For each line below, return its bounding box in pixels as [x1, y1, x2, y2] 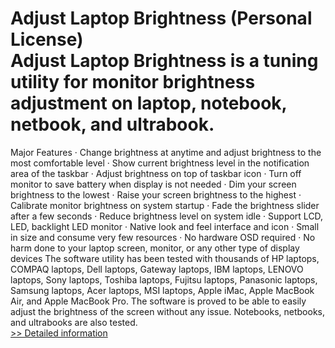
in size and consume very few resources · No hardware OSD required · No [10, 231, 316, 243]
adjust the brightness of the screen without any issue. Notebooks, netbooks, [10, 305, 326, 317]
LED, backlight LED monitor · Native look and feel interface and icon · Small [10, 220, 320, 232]
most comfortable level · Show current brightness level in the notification [10, 157, 310, 169]
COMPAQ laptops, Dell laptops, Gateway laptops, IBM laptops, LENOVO [10, 263, 304, 275]
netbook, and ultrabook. [10, 113, 215, 136]
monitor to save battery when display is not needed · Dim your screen [10, 178, 297, 190]
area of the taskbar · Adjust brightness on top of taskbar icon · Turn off [10, 167, 302, 179]
